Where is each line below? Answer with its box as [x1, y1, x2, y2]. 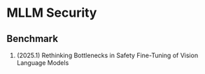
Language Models [16, 59, 69, 67]
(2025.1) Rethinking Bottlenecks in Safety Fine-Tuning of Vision [16, 51, 199, 59]
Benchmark [6, 33, 59, 45]
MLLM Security [6, 5, 97, 21]
